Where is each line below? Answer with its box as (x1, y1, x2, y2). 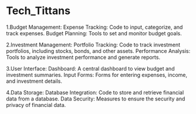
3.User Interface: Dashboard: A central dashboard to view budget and (6, 65, 175, 72)
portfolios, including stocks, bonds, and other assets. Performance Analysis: (6, 47, 191, 54)
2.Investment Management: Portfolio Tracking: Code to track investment (6, 41, 181, 48)
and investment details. (6, 78, 63, 85)
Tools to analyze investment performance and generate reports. (6, 53, 160, 61)
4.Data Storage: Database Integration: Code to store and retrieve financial (6, 89, 184, 96)
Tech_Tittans (6, 4, 70, 18)
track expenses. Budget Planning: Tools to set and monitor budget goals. (6, 29, 182, 36)
